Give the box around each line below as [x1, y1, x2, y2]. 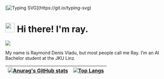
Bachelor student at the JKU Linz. [5, 55, 76, 61]
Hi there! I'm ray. [17, 23, 89, 35]
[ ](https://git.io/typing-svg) [5, 5, 91, 11]
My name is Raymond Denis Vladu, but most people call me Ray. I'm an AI [5, 50, 159, 56]
